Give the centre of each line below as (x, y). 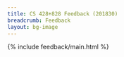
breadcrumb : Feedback (39, 20)
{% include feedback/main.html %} (58, 47)
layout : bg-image (33, 27)
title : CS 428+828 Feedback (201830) (63, 14)
